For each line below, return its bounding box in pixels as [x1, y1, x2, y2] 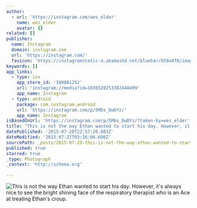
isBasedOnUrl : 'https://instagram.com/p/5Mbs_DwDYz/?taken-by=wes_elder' [6, 118, 191, 124]
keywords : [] [6, 63, 38, 69]
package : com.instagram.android [16, 101, 96, 108]
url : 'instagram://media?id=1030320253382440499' [16, 85, 141, 91]
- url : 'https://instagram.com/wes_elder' [11, 14, 117, 20]
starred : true [6, 150, 41, 156]
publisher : [6, 36, 33, 42]
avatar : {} [16, 25, 43, 31]
